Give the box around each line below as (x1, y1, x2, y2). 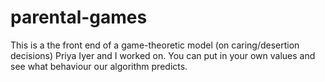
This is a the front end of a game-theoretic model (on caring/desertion (10, 39, 300, 51)
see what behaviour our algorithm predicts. (10, 60, 188, 72)
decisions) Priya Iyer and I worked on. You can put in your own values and (10, 49, 316, 61)
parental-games (10, 6, 148, 29)
